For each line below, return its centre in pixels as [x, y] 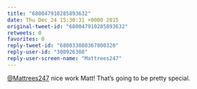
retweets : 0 [24, 33]
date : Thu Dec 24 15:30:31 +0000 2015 [63, 20]
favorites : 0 [26, 39]
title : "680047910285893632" [49, 13]
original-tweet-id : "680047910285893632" [68, 26]
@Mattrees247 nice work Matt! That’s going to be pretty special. [99, 78]
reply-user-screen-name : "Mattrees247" [65, 59]
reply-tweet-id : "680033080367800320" [63, 46]
